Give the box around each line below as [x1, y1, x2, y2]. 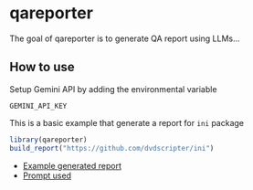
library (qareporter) [9, 135, 89, 144]
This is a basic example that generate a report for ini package [9, 117, 245, 128]
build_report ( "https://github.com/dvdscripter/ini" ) [9, 143, 215, 153]
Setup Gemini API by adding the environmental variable [9, 83, 217, 94]
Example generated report [22, 160, 121, 171]
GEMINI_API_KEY [9, 101, 68, 111]
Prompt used [22, 170, 71, 181]
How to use [9, 59, 75, 75]
